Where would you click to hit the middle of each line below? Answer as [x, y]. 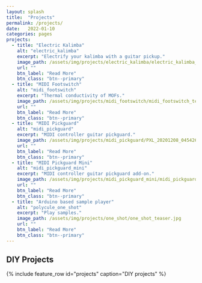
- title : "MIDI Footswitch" [47, 85]
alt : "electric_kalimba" [48, 51]
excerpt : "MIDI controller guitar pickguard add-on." [86, 174]
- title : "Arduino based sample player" [63, 202]
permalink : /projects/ [35, 23]
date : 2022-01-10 [31, 29]
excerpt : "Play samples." [50, 213]
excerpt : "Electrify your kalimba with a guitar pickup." [91, 56]
